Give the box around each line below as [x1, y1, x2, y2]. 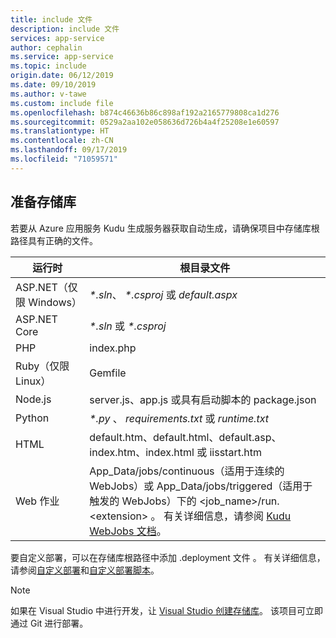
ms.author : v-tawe [10, 89, 87, 99]
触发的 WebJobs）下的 [89, 494, 197, 508]
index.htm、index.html [89, 445, 195, 459]
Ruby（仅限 [15, 359, 70, 373]
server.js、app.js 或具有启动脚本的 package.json [89, 392, 317, 406]
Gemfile [89, 366, 127, 380]
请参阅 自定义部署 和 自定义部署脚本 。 [10, 564, 160, 576]
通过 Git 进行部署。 [10, 617, 89, 629]
